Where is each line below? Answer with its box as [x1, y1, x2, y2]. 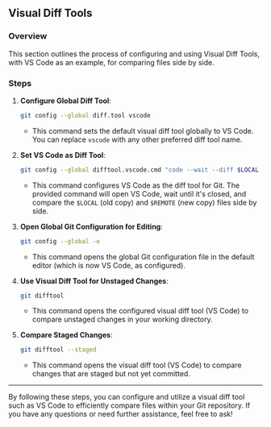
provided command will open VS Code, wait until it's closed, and [31, 189, 247, 198]
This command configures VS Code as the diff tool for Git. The [31, 180, 240, 190]
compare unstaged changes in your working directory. [31, 314, 213, 325]
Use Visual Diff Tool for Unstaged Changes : [19, 276, 169, 285]
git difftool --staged [19, 346, 97, 354]
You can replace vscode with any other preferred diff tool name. [31, 135, 243, 144]
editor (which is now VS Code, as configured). [31, 260, 186, 270]
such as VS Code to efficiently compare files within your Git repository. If [8, 400, 251, 410]
